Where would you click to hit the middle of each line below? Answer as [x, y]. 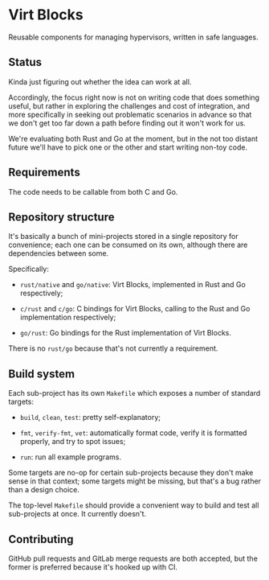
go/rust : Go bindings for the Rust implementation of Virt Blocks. [125, 333]
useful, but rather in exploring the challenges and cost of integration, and [129, 105]
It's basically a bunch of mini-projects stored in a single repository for [123, 237]
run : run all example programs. [71, 457]
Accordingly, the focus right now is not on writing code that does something [134, 97]
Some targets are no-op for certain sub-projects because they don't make [131, 473]
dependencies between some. [59, 253]
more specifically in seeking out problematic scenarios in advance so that [130, 114]
